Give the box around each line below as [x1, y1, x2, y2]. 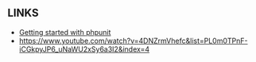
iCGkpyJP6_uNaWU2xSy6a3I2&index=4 [18, 44, 150, 54]
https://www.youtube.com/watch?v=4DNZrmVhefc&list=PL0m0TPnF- [18, 36, 248, 45]
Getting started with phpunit [18, 27, 111, 37]
